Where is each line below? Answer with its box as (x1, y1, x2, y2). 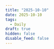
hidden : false (5, 31, 36, 36)
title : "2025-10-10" (5, 7, 49, 13)
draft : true (5, 27, 31, 32)
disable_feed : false (5, 36, 49, 41)
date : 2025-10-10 (5, 12, 42, 17)
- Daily (10, 21, 26, 27)
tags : (5, 17, 17, 22)
